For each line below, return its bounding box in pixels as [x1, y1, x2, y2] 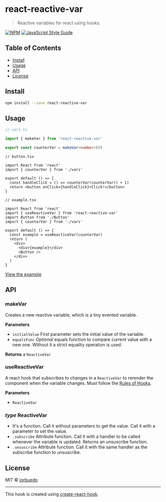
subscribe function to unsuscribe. [12, 449, 82, 455]
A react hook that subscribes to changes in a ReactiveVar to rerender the [5, 375, 154, 380]
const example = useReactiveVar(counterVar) [9, 232, 103, 237]
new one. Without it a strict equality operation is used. [12, 341, 123, 348]
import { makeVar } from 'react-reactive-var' [5, 136, 103, 141]
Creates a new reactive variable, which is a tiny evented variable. [5, 312, 137, 318]
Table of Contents [5, 44, 62, 53]
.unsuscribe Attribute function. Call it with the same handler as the [12, 444, 148, 450]
